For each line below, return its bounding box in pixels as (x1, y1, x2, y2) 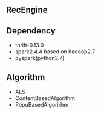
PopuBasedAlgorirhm (15, 101, 68, 109)
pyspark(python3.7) (15, 55, 65, 62)
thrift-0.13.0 (15, 42, 44, 49)
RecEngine (6, 5, 48, 15)
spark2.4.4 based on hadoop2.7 (15, 48, 96, 55)
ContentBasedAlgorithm (15, 95, 76, 102)
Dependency (6, 25, 56, 36)
